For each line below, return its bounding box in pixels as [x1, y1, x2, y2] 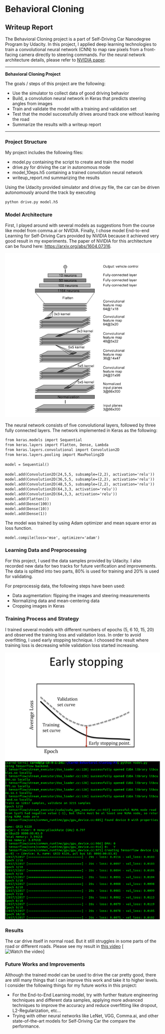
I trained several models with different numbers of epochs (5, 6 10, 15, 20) [5, 626, 154, 633]
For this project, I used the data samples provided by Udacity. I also [5, 558, 141, 564]
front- [144, 47, 156, 52]
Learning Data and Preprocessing [5, 547, 87, 553]
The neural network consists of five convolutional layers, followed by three [5, 422, 156, 428]
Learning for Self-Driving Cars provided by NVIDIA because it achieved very [5, 233, 159, 239]
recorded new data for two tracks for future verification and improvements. [5, 563, 157, 569]
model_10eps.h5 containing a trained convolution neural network [12, 170, 143, 176]
